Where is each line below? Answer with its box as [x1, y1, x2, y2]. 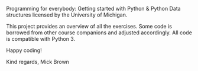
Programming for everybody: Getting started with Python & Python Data [6, 5, 181, 12]
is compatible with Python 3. [6, 35, 76, 42]
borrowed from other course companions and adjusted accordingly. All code [6, 29, 192, 36]
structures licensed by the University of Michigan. [6, 11, 128, 18]
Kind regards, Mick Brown [6, 59, 70, 65]
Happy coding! [6, 47, 43, 54]
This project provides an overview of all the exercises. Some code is [6, 23, 173, 30]
